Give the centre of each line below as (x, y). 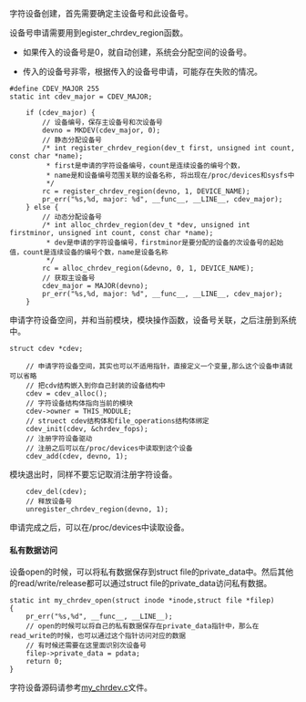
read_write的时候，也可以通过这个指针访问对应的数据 (98, 636)
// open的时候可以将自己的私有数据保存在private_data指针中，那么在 (143, 626)
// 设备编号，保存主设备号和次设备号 (103, 122)
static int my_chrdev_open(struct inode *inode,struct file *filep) (142, 601)
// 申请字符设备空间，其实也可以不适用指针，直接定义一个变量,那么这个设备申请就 (159, 366)
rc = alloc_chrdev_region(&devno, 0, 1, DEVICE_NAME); (148, 268)
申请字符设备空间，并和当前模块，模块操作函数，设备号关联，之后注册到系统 (153, 320)
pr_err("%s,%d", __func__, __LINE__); (99, 617)
